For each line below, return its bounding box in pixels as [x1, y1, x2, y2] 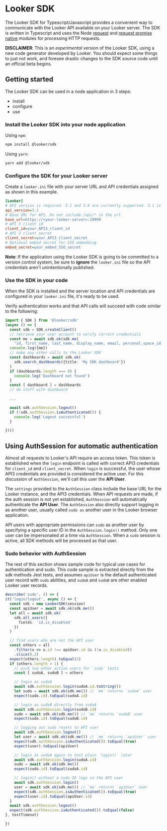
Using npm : [5, 132, 26, 138]
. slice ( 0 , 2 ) [14, 652, 39, 657]
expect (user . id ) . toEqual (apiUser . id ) [14, 794, 92, 799]
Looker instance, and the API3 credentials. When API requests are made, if [5, 491, 158, 497]
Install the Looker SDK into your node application [5, 121, 126, 128]
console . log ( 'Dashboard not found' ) [14, 373, 90, 378]
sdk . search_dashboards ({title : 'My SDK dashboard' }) [14, 359, 126, 365]
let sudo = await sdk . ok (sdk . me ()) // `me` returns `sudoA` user [14, 689, 153, 694]
